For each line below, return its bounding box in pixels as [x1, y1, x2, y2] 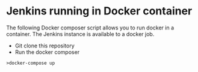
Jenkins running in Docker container [6, 4, 193, 18]
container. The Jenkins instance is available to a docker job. [6, 30, 155, 37]
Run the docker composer [14, 48, 80, 55]
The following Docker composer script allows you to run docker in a [6, 24, 175, 31]
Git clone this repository [14, 42, 75, 49]
